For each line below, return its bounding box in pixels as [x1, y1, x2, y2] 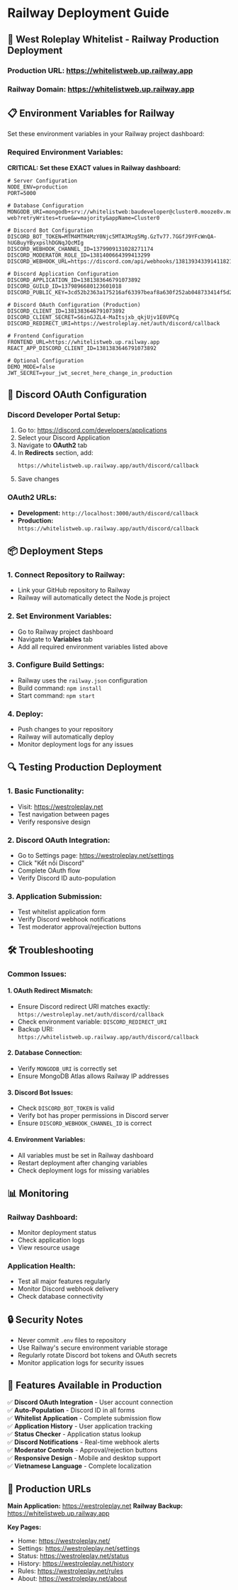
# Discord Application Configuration [7, 270, 119, 277]
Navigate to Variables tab [17, 634, 93, 643]
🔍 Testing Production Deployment [7, 761, 162, 773]
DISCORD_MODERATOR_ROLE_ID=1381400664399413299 [7, 252, 151, 259]
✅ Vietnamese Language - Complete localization [7, 1462, 152, 1470]
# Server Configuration [7, 177, 78, 184]
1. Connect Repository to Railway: [7, 569, 125, 579]
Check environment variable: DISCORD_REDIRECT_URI [17, 1017, 168, 1026]
